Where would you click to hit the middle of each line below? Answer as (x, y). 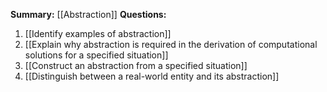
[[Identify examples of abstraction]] (98, 33)
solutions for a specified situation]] (96, 55)
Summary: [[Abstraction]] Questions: (88, 14)
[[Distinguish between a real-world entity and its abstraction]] (152, 76)
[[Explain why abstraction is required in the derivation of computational (171, 44)
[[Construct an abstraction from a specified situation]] (136, 65)
